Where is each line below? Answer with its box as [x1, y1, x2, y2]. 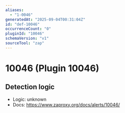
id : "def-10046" [5, 21, 40, 27]
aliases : [5, 7, 24, 13]
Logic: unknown [12, 96, 47, 102]
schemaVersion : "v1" [5, 36, 49, 41]
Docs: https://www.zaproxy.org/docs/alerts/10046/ [12, 101, 120, 107]
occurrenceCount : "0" [5, 26, 52, 32]
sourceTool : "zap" [5, 41, 44, 46]
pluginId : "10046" [5, 31, 44, 36]
